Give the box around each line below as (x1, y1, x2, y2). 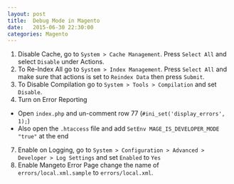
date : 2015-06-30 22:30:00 (7, 24, 94, 31)
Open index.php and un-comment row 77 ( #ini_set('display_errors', (17, 109, 225, 118)
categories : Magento (7, 30, 69, 38)
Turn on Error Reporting (17, 96, 87, 104)
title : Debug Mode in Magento (7, 17, 100, 24)
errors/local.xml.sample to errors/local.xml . (17, 168, 154, 177)
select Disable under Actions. (17, 58, 105, 66)
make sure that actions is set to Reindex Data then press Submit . (17, 73, 205, 81)
